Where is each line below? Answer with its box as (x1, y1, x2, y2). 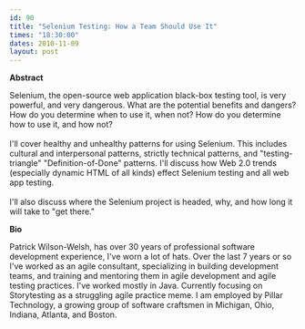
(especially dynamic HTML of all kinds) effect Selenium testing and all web (9, 168, 290, 179)
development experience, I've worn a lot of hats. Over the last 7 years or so (9, 252, 292, 262)
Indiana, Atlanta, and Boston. (9, 309, 117, 320)
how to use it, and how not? (9, 119, 114, 130)
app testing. (9, 177, 55, 188)
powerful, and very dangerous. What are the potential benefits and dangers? (9, 99, 297, 110)
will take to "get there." (9, 206, 96, 217)
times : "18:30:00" (9, 30, 79, 39)
